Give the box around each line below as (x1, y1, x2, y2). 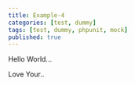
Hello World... (8, 55, 53, 64)
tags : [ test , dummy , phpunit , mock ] (8, 26, 128, 34)
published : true (8, 33, 61, 41)
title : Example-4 (8, 11, 65, 19)
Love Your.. (8, 69, 45, 79)
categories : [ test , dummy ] (8, 19, 97, 27)
